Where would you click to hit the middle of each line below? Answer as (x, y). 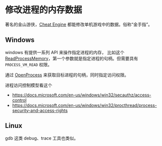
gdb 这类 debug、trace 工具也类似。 (42, 138)
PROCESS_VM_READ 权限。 (29, 64)
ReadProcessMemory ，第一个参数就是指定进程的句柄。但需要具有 (71, 58)
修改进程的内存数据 (44, 10)
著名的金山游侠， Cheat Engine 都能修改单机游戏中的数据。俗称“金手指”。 (79, 24)
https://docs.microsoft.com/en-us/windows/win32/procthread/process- (84, 105)
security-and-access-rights (40, 110)
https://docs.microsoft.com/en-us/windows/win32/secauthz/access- (81, 95)
